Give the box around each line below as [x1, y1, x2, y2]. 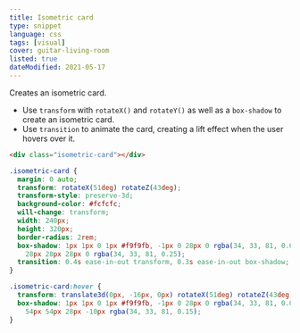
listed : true [9, 54, 58, 63]
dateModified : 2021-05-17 [9, 63, 105, 72]
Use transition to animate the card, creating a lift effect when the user [21, 123, 284, 134]
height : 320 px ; [17, 224, 74, 233]
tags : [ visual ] [9, 37, 66, 47]
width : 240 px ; [17, 216, 70, 225]
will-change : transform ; [17, 208, 110, 217]
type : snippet [9, 21, 62, 30]
